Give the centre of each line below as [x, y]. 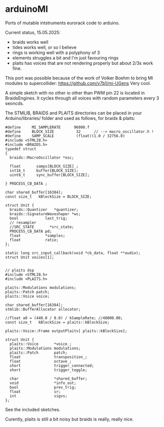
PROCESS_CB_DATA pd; [31, 231]
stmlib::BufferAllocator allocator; [43, 309]
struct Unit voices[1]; [30, 257]
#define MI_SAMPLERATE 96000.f [48, 127]
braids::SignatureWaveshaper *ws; [45, 214]
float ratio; [34, 240]
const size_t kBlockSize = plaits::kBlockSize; [57, 322]
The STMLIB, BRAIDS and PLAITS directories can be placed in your [74, 113]
